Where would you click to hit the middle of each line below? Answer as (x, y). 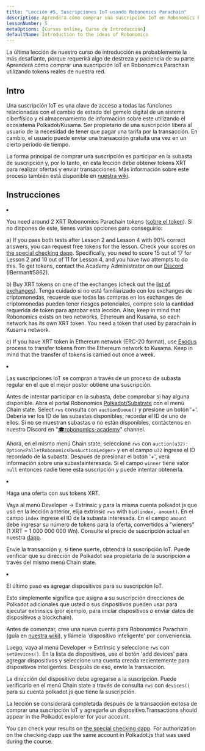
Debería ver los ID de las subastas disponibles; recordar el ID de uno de (96, 416)
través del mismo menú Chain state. (51, 562)
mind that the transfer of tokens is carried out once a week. (81, 354)
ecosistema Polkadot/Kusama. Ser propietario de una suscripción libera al (99, 125)
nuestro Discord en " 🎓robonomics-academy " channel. (76, 429)
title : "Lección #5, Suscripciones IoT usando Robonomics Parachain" (97, 12)
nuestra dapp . (24, 537)
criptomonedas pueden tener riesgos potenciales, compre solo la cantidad (100, 304)
